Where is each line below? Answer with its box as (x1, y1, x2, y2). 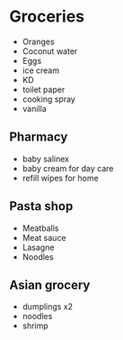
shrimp (22, 320, 49, 331)
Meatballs (22, 223, 59, 234)
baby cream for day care (22, 162, 114, 173)
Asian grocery (9, 277, 91, 292)
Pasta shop (9, 198, 74, 214)
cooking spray (22, 93, 76, 105)
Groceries (9, 6, 85, 27)
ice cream (22, 65, 60, 76)
